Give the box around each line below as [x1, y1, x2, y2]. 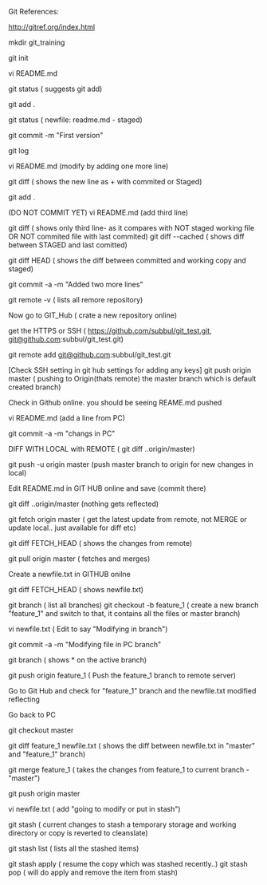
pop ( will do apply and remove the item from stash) [8, 867, 178, 877]
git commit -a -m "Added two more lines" [8, 279, 143, 289]
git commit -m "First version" [8, 131, 104, 140]
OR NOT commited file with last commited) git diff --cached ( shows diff [8, 231, 245, 241]
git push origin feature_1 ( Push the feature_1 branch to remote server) [8, 670, 237, 680]
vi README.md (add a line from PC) [8, 413, 126, 422]
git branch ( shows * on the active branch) [8, 655, 147, 665]
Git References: [8, 7, 60, 16]
